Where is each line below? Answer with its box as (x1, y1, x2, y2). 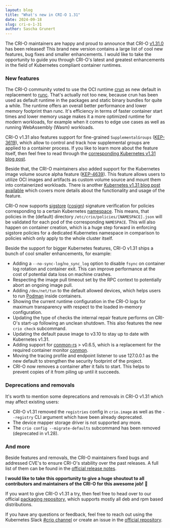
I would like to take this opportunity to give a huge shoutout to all (5, 475, 145, 482)
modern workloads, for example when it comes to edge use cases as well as (5, 119, 165, 125)
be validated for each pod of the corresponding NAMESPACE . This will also (5, 219, 156, 225)
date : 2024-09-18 (5, 17, 42, 22)
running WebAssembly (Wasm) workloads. (5, 124, 94, 131)
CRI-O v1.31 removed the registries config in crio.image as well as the (12, 409, 162, 415)
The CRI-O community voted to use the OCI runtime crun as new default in (5, 86, 161, 92)
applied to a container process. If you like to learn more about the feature (5, 145, 158, 151)
